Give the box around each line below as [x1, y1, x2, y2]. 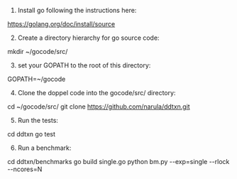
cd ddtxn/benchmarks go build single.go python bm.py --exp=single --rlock [7, 158, 230, 166]
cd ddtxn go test [7, 130, 55, 138]
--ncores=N [7, 165, 43, 173]
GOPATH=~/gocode [7, 75, 66, 83]
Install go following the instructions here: [17, 6, 137, 14]
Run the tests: [17, 116, 59, 124]
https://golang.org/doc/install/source [7, 20, 116, 28]
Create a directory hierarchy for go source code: [17, 33, 160, 42]
